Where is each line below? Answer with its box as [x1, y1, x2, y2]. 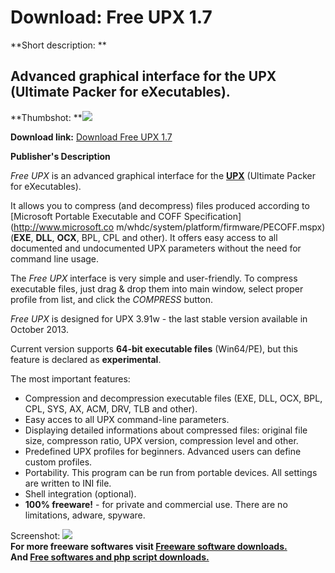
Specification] [183, 210, 242, 222]
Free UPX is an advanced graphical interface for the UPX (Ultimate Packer [10, 169, 316, 181]
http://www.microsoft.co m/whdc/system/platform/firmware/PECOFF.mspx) [13, 221, 326, 233]
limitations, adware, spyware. [24, 509, 146, 521]
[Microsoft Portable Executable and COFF [10, 210, 182, 222]
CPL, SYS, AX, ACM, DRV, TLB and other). [24, 402, 198, 415]
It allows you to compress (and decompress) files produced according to [10, 199, 310, 211]
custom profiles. [24, 456, 93, 468]
